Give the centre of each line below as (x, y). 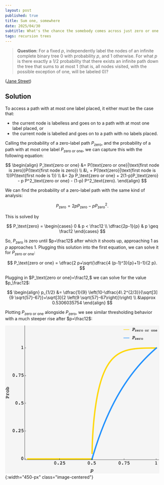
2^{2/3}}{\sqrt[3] (141, 292)
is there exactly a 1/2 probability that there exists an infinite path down (88, 61)
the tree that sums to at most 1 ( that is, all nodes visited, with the (82, 66)
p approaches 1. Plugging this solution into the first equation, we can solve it (82, 247)
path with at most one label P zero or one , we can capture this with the (74, 150)
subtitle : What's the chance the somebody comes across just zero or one (82, 31)
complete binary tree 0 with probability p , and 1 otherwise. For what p (87, 56)
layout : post (18, 10)
